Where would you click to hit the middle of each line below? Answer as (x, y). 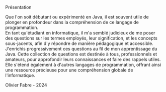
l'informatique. (20, 75)
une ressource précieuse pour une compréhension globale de (69, 70)
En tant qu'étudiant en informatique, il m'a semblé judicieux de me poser (80, 33)
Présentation (18, 7)
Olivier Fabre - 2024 (26, 85)
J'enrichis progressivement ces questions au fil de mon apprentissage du (81, 49)
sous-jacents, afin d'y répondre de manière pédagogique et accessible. (79, 43)
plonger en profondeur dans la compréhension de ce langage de (72, 22)
